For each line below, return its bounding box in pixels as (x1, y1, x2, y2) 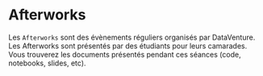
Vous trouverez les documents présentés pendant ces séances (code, (8, 49, 241, 59)
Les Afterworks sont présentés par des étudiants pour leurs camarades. (8, 40, 248, 50)
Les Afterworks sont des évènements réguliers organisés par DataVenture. (8, 32, 256, 42)
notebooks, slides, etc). (8, 58, 86, 68)
